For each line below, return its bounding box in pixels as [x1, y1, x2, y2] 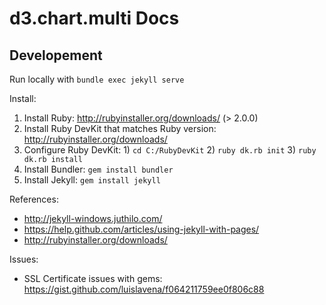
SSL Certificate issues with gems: [23, 273, 163, 284]
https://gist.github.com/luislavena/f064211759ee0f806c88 [23, 283, 265, 295]
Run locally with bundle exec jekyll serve [9, 73, 185, 85]
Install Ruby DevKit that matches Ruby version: [23, 123, 217, 134]
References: [9, 193, 59, 205]
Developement [9, 47, 103, 64]
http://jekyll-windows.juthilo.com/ [23, 213, 163, 224]
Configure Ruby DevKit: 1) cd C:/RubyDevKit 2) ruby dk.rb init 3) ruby [23, 144, 317, 156]
